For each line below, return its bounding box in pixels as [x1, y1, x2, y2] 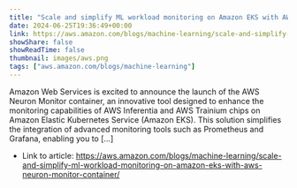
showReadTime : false [9, 46, 86, 55]
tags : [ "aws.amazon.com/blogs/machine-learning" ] [9, 63, 196, 71]
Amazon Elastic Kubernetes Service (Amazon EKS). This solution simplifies [9, 114, 282, 124]
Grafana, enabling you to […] [9, 133, 114, 144]
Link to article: [21, 150, 74, 161]
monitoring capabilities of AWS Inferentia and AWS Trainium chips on [9, 105, 261, 116]
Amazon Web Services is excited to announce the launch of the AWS [9, 86, 260, 97]
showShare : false [9, 37, 73, 47]
